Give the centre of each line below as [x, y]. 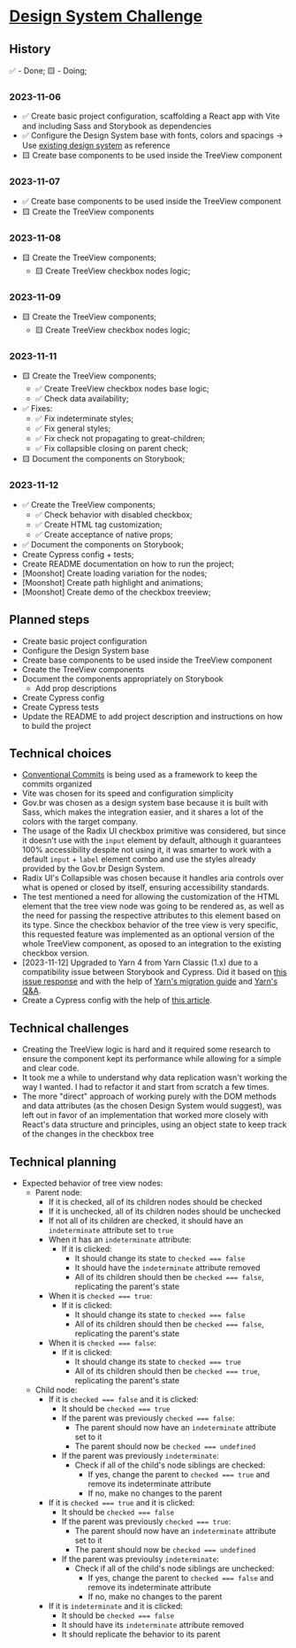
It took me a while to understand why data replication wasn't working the [154, 1077]
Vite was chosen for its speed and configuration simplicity [128, 793]
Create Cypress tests [61, 707]
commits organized [57, 784]
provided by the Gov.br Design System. [93, 869]
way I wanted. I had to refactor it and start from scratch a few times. [145, 1087]
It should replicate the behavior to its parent [141, 1635]
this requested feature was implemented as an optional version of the [148, 934]
